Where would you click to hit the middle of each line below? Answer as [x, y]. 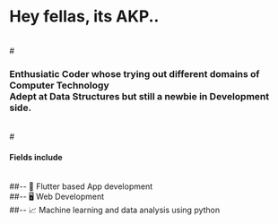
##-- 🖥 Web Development [57, 197]
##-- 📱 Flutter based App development [81, 186]
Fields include [36, 157]
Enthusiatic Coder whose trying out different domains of [135, 73]
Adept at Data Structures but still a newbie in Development [139, 96]
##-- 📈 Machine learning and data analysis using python [115, 210]
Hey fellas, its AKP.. [84, 17]
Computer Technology [59, 85]
